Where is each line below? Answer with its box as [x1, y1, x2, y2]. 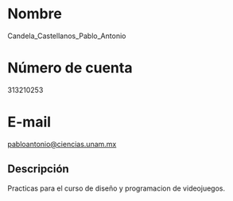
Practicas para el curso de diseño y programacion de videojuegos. [7, 184, 226, 193]
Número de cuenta [7, 59, 133, 77]
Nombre [7, 5, 63, 23]
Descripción [7, 162, 69, 176]
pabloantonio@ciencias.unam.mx [7, 139, 117, 149]
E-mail [7, 113, 52, 131]
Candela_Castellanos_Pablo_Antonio [7, 31, 126, 41]
